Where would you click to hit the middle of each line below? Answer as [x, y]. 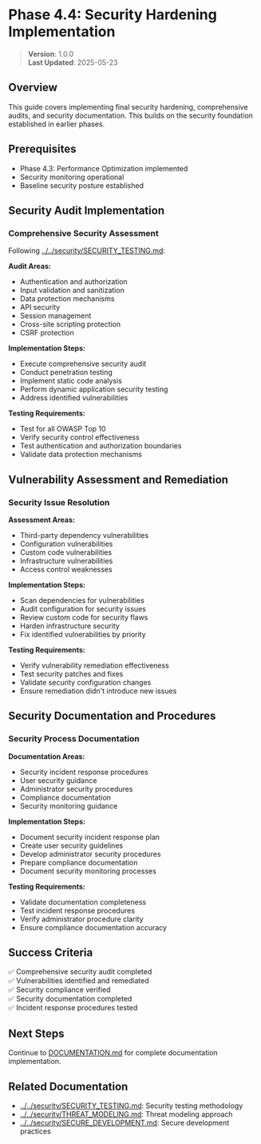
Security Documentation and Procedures [112, 716]
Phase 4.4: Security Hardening [113, 15]
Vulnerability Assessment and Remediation [119, 479]
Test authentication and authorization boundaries [101, 446]
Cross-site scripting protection [70, 324]
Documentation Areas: [47, 756]
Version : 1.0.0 [51, 54]
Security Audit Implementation [87, 210]
